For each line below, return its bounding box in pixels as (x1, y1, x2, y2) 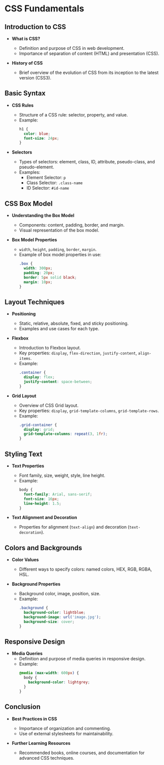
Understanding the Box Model (11, 213, 75, 219)
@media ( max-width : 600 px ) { (19, 671, 79, 676)
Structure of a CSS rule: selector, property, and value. (19, 112, 128, 117)
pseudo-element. (19, 164, 55, 170)
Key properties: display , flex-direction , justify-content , (19, 350, 137, 356)
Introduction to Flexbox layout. (19, 345, 81, 351)
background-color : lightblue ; (23, 610, 86, 615)
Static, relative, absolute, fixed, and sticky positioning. (19, 320, 129, 326)
